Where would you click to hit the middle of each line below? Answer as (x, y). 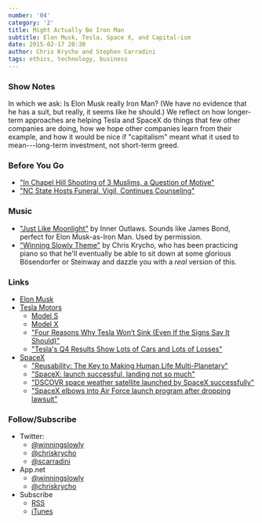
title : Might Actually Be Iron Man (66, 30)
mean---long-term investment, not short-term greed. (94, 145)
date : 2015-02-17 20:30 (47, 45)
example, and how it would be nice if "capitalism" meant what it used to (124, 137)
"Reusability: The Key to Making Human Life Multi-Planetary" (130, 366)
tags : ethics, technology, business (68, 60)
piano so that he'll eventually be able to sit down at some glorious (125, 253)
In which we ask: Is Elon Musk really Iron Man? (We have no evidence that (127, 104)
